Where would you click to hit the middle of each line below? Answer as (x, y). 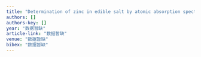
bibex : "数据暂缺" (28, 45)
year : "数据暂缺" (26, 28)
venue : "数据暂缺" (28, 39)
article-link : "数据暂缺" (37, 34)
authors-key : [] (26, 23)
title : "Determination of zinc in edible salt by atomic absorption (93, 12)
